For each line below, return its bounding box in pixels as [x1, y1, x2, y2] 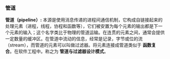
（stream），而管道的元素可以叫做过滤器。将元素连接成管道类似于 [5, 42, 142, 48]
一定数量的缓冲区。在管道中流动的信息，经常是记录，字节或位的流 [5, 36, 143, 42]
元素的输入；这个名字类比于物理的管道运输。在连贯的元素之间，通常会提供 [9, 29, 165, 36]
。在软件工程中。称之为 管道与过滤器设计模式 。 [10, 48, 109, 54]
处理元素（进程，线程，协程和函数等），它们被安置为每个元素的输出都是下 [5, 23, 158, 29]
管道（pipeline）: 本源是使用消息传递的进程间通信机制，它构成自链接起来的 [5, 17, 163, 23]
